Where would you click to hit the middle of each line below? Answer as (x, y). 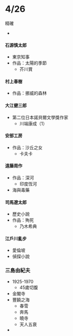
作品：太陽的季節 (29, 63)
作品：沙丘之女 (27, 147)
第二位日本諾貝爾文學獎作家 (40, 117)
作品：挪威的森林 (29, 93)
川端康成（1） (33, 123)
